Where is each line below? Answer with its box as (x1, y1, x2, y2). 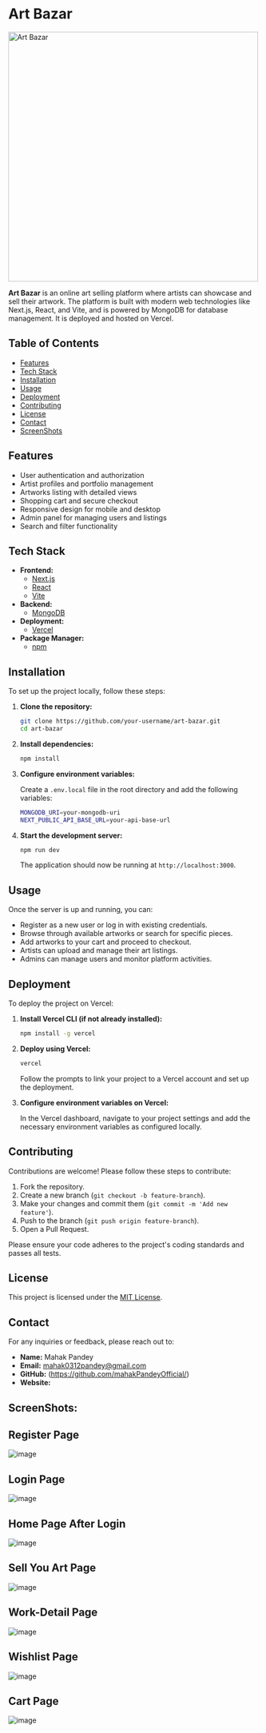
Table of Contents (8, 337, 100, 350)
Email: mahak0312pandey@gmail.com (19, 1361, 146, 1371)
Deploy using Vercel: (19, 1044, 91, 1054)
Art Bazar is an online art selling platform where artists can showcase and (8, 288, 252, 297)
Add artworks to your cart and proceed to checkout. (19, 937, 192, 947)
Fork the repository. (19, 1181, 85, 1191)
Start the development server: (19, 831, 123, 840)
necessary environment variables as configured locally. (19, 1121, 202, 1131)
